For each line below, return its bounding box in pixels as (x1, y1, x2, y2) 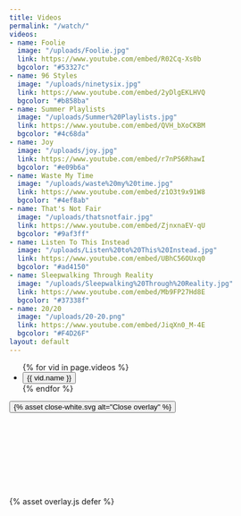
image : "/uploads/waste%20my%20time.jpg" (17, 180, 174, 189)
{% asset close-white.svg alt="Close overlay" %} (13, 402, 172, 411)
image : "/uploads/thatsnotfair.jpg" (17, 212, 154, 222)
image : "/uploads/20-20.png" (17, 312, 126, 322)
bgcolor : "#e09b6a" (17, 163, 90, 172)
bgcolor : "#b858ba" (17, 96, 90, 106)
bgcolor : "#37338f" (17, 296, 90, 305)
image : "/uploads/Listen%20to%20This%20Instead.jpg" (17, 246, 218, 255)
